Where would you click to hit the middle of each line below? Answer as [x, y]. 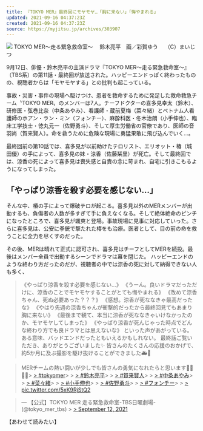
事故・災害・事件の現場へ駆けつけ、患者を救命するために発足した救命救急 [99, 95]
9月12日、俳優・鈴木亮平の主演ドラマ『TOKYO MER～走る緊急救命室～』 [98, 67]
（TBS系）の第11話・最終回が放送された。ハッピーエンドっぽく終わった [96, 75]
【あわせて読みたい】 [33, 422]
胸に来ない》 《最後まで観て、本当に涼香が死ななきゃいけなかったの [107, 315]
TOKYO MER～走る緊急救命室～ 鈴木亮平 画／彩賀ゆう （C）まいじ [105, 47]
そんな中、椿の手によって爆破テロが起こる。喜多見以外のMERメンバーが [97, 206]
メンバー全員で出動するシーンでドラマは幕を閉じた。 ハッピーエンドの [105, 257]
